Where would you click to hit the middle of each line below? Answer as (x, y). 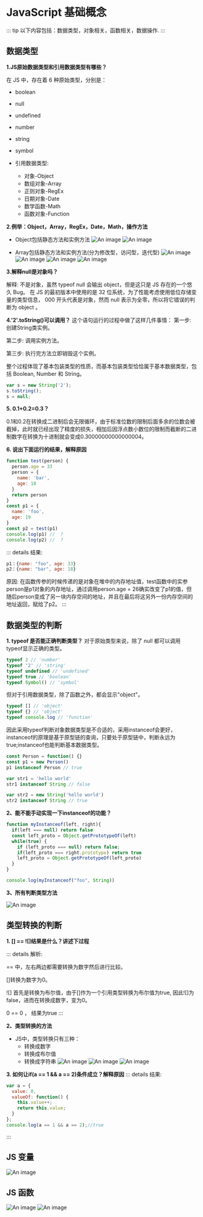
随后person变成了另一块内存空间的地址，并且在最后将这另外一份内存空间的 (100, 597)
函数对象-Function (47, 214)
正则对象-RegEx (44, 191)
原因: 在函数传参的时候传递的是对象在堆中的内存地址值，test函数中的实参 (97, 582)
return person (29, 495)
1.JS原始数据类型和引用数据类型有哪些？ (57, 67)
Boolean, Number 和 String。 (49, 373)
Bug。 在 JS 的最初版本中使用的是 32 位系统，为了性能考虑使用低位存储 (102, 292)
